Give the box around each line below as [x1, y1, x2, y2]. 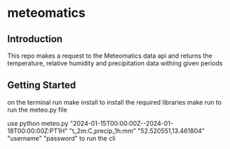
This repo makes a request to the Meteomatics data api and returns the [7, 51, 212, 60]
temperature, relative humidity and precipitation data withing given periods [7, 59, 223, 67]
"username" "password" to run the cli [7, 134, 116, 142]
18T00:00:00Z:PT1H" [7, 127, 68, 135]
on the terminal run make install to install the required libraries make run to [7, 98, 222, 106]
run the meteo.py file [7, 105, 68, 114]
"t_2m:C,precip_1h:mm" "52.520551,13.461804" [69, 127, 205, 135]
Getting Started [7, 79, 76, 91]
